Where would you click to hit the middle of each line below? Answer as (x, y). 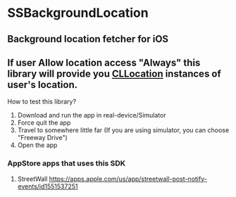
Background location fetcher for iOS (88, 39)
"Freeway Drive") (43, 138)
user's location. (43, 85)
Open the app (37, 145)
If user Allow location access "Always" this (104, 62)
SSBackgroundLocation (78, 13)
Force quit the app (44, 123)
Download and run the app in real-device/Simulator (92, 115)
